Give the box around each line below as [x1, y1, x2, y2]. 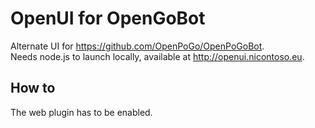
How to [10, 80, 56, 97]
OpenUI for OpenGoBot [10, 7, 206, 30]
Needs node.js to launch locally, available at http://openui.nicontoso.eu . [10, 50, 305, 62]
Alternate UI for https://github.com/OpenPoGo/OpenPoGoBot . [10, 40, 265, 52]
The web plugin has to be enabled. [10, 106, 153, 118]
